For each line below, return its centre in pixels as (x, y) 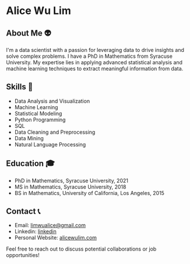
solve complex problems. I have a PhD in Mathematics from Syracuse (89, 56)
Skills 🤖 (20, 87)
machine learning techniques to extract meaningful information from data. (95, 69)
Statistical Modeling (38, 113)
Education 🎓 (31, 164)
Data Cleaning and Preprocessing (55, 132)
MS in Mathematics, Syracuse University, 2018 (70, 187)
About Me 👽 (29, 33)
